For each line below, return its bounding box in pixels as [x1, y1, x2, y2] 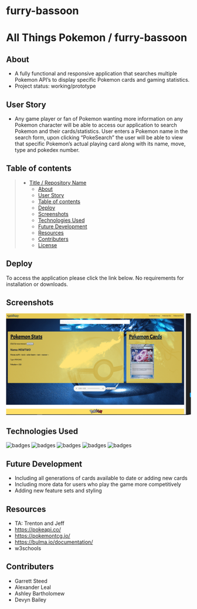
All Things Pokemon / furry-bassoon [6, 31, 188, 45]
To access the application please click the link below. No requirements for [6, 274, 185, 281]
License [38, 241, 57, 248]
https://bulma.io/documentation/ [14, 538, 93, 545]
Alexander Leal [14, 584, 51, 591]
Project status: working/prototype [14, 82, 96, 89]
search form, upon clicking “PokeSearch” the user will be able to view [14, 134, 184, 141]
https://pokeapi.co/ [14, 526, 62, 533]
